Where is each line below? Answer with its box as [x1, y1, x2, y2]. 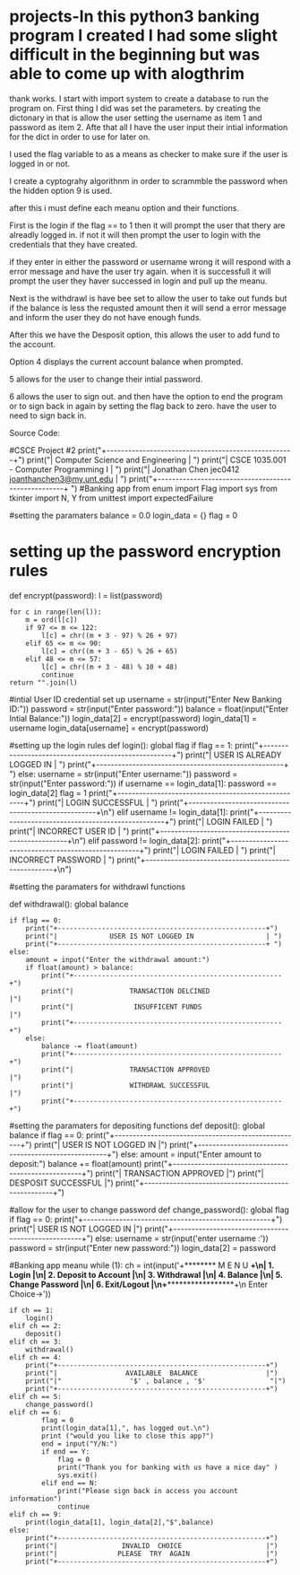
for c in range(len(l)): [9, 608, 102, 617]
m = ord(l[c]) [25, 615, 78, 625]
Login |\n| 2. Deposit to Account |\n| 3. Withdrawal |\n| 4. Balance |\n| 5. [9, 1269, 284, 1280]
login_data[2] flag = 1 [9, 787, 87, 798]
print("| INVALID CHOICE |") [25, 1541, 279, 1550]
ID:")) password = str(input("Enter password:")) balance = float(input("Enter [9, 703, 289, 714]
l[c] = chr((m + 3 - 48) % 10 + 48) [41, 662, 178, 671]
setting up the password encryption [9, 541, 282, 562]
